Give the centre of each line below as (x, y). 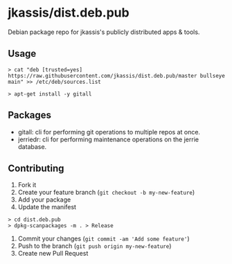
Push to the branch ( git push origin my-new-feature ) (95, 246)
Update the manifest (47, 207)
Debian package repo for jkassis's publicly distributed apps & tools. (104, 32)
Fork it (27, 185)
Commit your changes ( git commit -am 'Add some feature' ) (104, 239)
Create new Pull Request (53, 254)
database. (32, 146)
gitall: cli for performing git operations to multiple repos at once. (109, 132)
